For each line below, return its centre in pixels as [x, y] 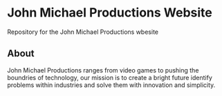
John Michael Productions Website [110, 13]
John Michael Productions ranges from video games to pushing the [103, 70]
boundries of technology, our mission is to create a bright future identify [110, 77]
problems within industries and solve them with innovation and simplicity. [111, 85]
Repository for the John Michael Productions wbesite [83, 32]
